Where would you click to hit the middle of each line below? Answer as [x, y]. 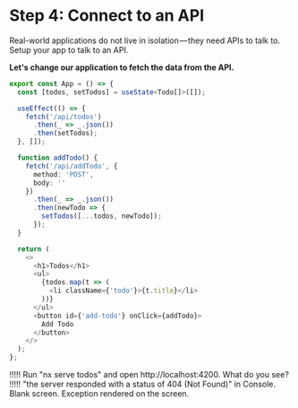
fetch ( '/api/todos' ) [64, 117]
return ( [34, 249]
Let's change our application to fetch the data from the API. [122, 67]
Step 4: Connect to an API [106, 16]
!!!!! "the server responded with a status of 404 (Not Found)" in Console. [142, 384]
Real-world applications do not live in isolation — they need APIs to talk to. [145, 40]
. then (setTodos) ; [65, 134]
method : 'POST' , [63, 174]
